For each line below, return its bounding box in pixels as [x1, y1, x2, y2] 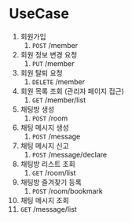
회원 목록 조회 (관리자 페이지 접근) [20, 86, 125, 95]
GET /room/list [31, 168, 76, 177]
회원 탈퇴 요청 [20, 68, 63, 77]
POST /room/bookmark [31, 186, 103, 195]
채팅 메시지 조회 [20, 195, 69, 205]
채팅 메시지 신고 [20, 141, 69, 150]
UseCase [9, 5, 70, 23]
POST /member [31, 40, 78, 50]
